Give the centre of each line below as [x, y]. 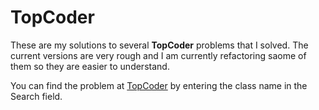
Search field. [36, 96]
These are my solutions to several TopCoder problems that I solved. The [159, 45]
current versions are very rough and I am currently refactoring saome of [158, 55]
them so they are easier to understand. [90, 66]
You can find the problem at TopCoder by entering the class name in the [159, 85]
